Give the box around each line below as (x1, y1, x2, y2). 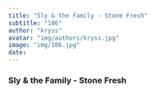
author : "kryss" (8, 26, 62, 34)
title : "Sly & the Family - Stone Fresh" (8, 11, 148, 20)
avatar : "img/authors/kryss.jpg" (8, 33, 120, 42)
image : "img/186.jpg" (8, 41, 81, 49)
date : (8, 48, 26, 56)
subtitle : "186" (8, 19, 62, 27)
